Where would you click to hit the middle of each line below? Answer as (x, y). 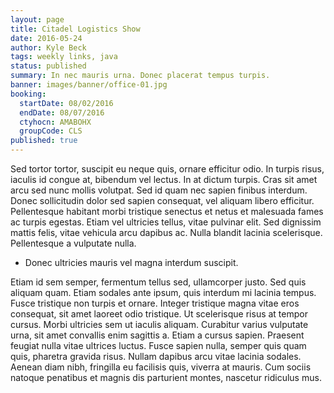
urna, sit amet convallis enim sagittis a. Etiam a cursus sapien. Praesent (157, 335)
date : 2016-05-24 (46, 38)
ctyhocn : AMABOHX (55, 122)
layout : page (37, 19)
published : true (44, 141)
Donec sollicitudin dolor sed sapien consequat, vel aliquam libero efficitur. (162, 200)
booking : (28, 94)
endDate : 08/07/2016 (62, 112)
